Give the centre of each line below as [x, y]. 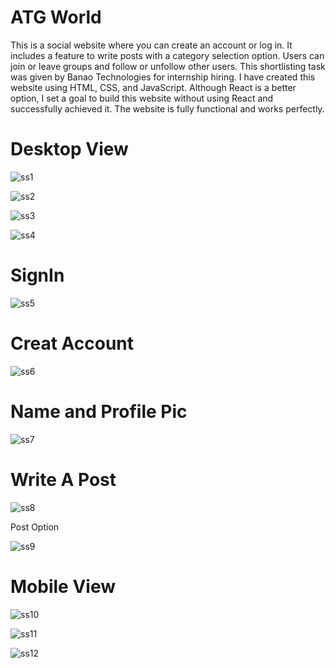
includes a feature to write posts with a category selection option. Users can [167, 55]
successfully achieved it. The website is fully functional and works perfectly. [167, 108]
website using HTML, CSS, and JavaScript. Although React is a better [153, 87]
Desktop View [69, 149]
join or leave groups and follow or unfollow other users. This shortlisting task [168, 66]
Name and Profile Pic [99, 411]
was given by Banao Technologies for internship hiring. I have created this [163, 77]
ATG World [56, 17]
